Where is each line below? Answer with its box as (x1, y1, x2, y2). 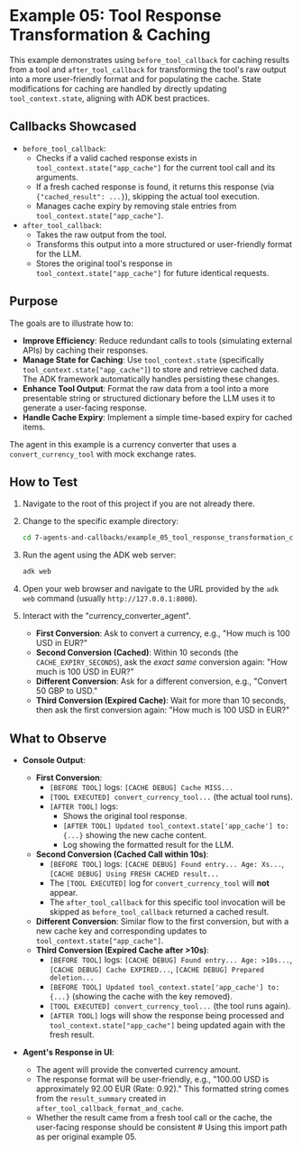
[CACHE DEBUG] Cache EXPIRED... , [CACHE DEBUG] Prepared (49, 963, 264, 974)
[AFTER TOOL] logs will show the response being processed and (49, 1009, 285, 1020)
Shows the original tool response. (62, 810, 188, 821)
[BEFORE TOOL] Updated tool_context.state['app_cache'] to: (49, 982, 280, 992)
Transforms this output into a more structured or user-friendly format (35, 238, 293, 249)
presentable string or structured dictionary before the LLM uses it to (22, 392, 276, 403)
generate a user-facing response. (22, 402, 147, 413)
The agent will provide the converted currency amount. (35, 1064, 241, 1074)
